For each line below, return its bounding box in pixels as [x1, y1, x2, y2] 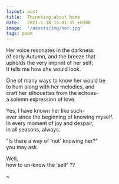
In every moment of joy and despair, [6, 120, 94, 127]
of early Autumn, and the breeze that [6, 53, 95, 60]
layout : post [6, 8, 38, 15]
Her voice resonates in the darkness [6, 47, 94, 54]
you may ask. [6, 144, 38, 151]
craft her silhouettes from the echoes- [6, 90, 99, 97]
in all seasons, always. [6, 126, 61, 133]
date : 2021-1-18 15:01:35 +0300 [6, 19, 91, 25]
